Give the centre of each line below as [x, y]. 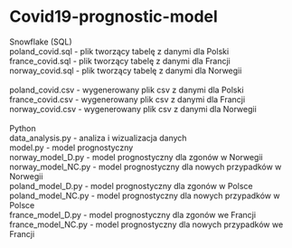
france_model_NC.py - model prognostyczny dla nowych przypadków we [146, 224]
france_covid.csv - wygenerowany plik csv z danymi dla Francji [127, 99]
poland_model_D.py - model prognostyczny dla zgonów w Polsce [131, 186]
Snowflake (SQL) [41, 42]
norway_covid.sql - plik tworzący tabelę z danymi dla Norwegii [126, 71]
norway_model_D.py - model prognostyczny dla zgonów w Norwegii [137, 157]
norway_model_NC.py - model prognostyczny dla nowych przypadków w [146, 167]
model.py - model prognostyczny [71, 148]
